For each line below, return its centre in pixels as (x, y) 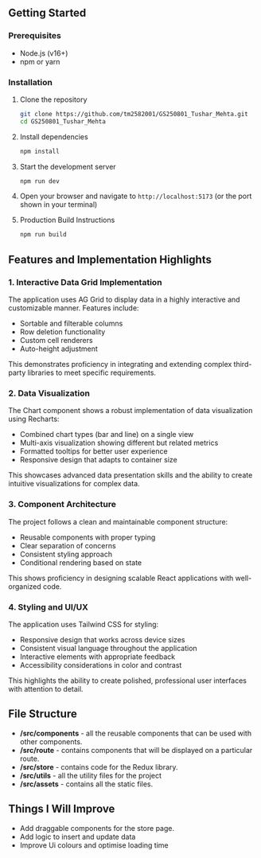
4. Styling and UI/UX (49, 606)
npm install (39, 151)
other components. (51, 741)
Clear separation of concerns (68, 545)
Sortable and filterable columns (71, 324)
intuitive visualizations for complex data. (74, 484)
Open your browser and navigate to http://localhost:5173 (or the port (136, 196)
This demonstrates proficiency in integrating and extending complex (120, 365)
